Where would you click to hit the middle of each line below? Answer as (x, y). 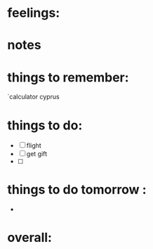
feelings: (34, 13)
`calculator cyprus (33, 97)
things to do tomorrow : (77, 190)
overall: (30, 238)
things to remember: (68, 77)
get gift (37, 154)
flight (34, 146)
